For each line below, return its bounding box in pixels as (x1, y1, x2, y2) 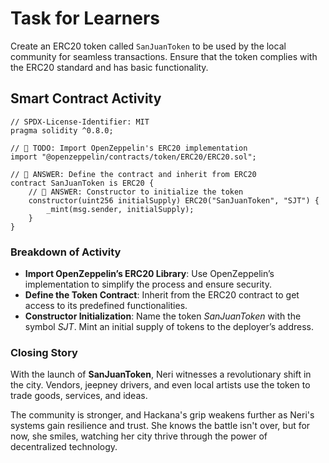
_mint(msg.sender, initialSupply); (46, 204, 195, 214)
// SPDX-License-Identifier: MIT (10, 117, 150, 127)
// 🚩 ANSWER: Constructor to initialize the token (28, 187, 244, 197)
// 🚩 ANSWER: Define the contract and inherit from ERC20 (10, 169, 257, 179)
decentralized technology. (10, 441, 118, 453)
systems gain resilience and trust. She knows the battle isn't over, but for (10, 420, 311, 432)
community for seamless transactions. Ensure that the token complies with (10, 50, 318, 62)
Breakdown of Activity (10, 245, 122, 259)
